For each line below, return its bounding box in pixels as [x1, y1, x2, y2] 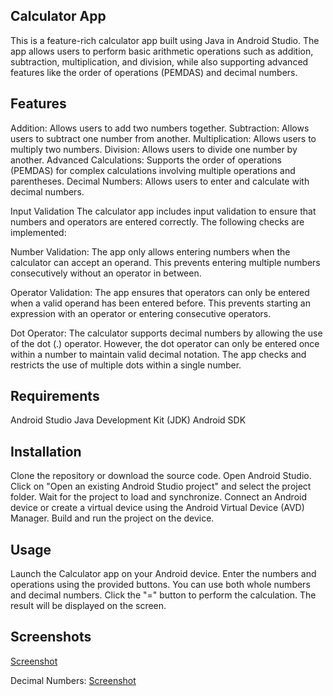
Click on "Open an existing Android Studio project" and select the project [10, 480, 312, 493]
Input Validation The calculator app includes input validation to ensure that [10, 205, 317, 217]
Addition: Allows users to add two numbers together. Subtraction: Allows [10, 122, 310, 134]
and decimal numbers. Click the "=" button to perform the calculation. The [10, 589, 317, 601]
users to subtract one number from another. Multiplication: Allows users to [10, 132, 317, 144]
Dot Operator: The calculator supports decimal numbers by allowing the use [10, 327, 323, 339]
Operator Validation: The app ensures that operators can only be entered [10, 286, 310, 298]
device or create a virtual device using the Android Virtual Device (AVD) [10, 502, 305, 514]
